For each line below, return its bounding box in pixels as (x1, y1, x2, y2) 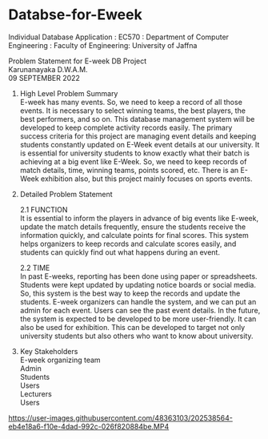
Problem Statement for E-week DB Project (8, 56, 147, 66)
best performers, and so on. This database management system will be (19, 114, 255, 123)
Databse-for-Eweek (8, 6, 142, 24)
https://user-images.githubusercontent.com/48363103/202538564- (8, 413, 234, 422)
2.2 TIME (19, 263, 50, 272)
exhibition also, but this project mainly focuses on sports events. (40, 174, 253, 183)
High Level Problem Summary (19, 88, 118, 98)
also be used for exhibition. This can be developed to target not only (19, 322, 246, 332)
